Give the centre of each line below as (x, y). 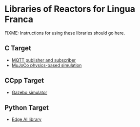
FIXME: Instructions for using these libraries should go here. (65, 33)
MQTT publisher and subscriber (44, 60)
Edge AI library (27, 119)
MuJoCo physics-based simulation (47, 65)
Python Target (27, 108)
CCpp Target (24, 81)
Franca (19, 19)
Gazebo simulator (29, 92)
